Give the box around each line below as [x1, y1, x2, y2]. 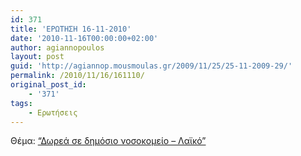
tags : [10, 98, 33, 108]
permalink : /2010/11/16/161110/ [10, 71, 145, 81]
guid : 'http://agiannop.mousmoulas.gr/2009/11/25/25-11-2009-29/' [10, 61, 293, 71]
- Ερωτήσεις [28, 107, 78, 118]
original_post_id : [10, 80, 87, 90]
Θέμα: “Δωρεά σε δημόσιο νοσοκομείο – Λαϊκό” [10, 135, 207, 147]
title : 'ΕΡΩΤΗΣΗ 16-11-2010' [10, 24, 132, 34]
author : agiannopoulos [10, 42, 105, 53]
